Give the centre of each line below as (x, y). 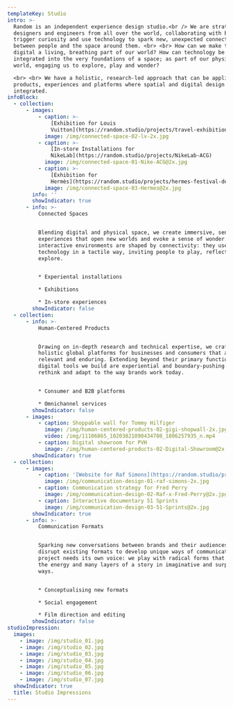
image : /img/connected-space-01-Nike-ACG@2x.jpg (116, 162)
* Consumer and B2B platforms (82, 391)
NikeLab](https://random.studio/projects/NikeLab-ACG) (132, 156)
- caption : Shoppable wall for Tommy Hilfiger (106, 423)
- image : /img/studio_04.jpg (62, 660)
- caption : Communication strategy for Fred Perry (113, 488)
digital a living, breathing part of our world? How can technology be (119, 53)
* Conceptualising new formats (83, 590)
